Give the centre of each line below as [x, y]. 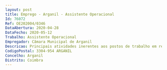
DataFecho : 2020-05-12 [29, 33]
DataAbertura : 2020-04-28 [32, 28]
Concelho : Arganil [24, 55]
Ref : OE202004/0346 [25, 23]
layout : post [19, 10]
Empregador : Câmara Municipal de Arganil [49, 42]
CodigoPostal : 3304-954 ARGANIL [39, 51]
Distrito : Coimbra [24, 60]
